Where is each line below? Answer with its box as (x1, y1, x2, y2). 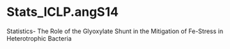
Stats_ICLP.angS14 (6, 4, 119, 20)
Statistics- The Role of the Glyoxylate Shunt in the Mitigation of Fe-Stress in (6, 27, 224, 35)
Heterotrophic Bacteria (6, 34, 72, 42)
